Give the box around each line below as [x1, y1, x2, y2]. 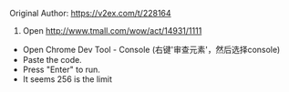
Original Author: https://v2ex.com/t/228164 [9, 8, 171, 18]
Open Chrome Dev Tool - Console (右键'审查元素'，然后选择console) [22, 45, 281, 55]
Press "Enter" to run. [22, 64, 100, 75]
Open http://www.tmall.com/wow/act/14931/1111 [22, 26, 202, 36]
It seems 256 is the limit [22, 74, 112, 85]
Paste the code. [22, 55, 82, 65]
